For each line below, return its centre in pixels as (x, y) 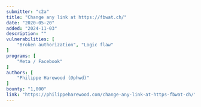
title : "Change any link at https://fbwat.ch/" (67, 17)
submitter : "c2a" (28, 12)
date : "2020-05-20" (31, 23)
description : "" (26, 34)
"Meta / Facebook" (40, 61)
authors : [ (20, 73)
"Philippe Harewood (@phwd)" (53, 78)
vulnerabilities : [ (31, 39)
